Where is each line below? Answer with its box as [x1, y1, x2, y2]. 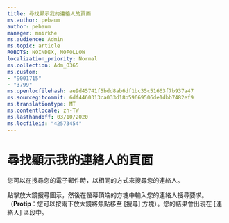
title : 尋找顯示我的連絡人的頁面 [7, 10, 92, 17]
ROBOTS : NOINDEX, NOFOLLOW [7, 49, 85, 56]
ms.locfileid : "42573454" [7, 119, 82, 127]
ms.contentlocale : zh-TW [7, 107, 79, 114]
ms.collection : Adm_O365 [7, 62, 79, 69]
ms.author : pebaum [7, 17, 60, 24]
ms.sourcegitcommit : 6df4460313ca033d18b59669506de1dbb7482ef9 [7, 94, 194, 101]
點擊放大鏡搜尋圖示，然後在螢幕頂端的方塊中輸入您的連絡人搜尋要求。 [7, 191, 208, 199]
